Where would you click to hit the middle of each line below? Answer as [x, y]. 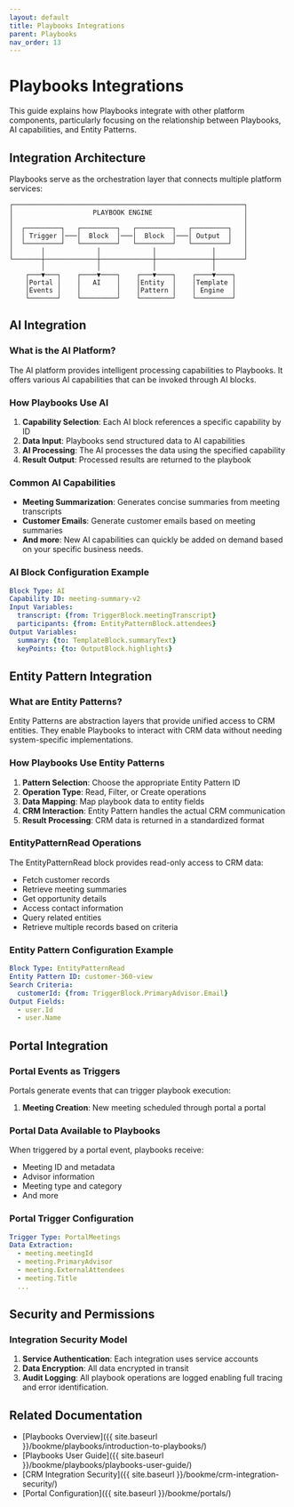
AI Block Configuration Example [79, 573]
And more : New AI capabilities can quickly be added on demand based [152, 540]
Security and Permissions [82, 1315]
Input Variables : [41, 607]
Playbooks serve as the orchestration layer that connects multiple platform [145, 179]
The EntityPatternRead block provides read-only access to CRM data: [136, 862]
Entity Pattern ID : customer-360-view [81, 977]
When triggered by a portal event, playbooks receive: [107, 1150]
